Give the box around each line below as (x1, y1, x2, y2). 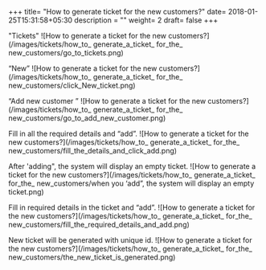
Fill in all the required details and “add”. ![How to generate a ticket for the (8, 129, 249, 138)
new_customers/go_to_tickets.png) (8, 48, 125, 57)
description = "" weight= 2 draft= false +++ (74, 15, 219, 25)
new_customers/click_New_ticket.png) (8, 80, 136, 90)
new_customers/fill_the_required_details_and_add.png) (8, 220, 190, 229)
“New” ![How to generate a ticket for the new (8, 63, 158, 73)
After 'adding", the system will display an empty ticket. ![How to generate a (8, 162, 256, 171)
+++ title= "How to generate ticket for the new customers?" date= (8, 7, 227, 16)
